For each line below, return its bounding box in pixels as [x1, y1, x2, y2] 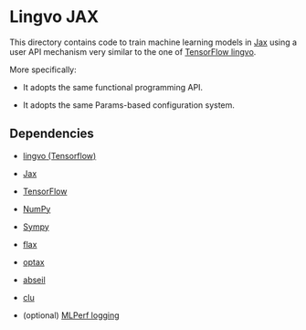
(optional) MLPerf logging [22, 309, 121, 321]
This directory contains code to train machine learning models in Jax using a [9, 37, 298, 48]
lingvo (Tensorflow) [22, 150, 97, 161]
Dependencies [9, 126, 94, 142]
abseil [22, 274, 46, 285]
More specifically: [9, 64, 78, 75]
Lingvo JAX [9, 6, 100, 27]
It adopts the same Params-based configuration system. [22, 99, 236, 111]
